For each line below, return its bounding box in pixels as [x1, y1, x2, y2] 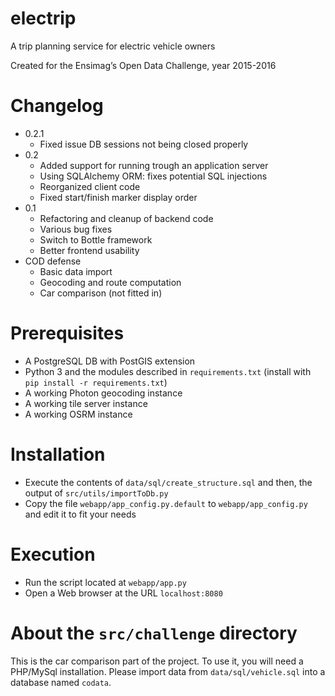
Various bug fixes [39, 223, 113, 235]
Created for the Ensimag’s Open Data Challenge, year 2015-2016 [10, 59, 277, 71]
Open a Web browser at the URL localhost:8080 [24, 587, 223, 599]
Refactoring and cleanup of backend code [39, 212, 214, 224]
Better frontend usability [39, 244, 140, 256]
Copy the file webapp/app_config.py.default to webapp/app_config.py [24, 497, 308, 509]
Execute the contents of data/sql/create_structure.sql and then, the [24, 476, 313, 488]
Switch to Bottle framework [39, 233, 153, 246]
